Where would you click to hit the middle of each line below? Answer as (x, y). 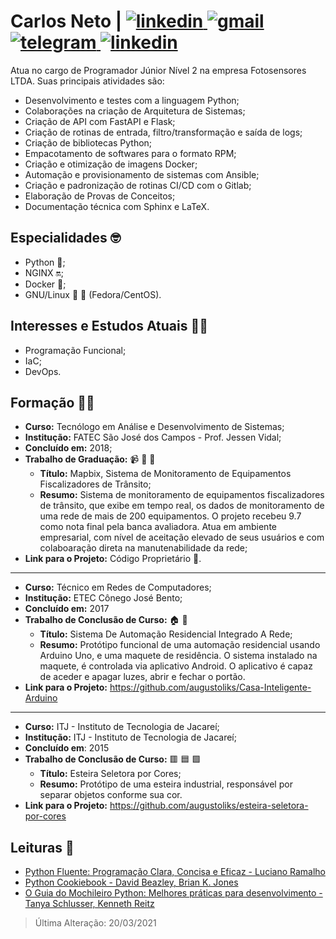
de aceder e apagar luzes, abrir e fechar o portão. (142, 677)
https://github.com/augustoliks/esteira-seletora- (209, 806)
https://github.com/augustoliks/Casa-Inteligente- (210, 687)
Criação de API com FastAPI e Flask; (100, 121)
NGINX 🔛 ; (44, 272)
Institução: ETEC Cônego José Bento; (103, 598)
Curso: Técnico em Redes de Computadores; (118, 587)
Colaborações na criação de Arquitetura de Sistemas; (135, 111)
